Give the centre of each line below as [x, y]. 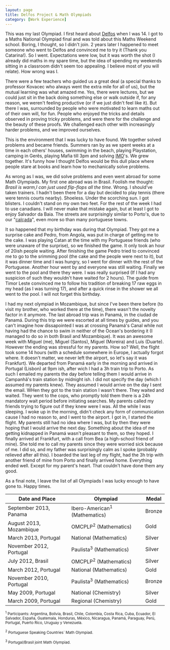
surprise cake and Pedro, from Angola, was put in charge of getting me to [82, 235]
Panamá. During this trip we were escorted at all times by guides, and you [82, 320]
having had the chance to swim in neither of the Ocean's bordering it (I [79, 331]
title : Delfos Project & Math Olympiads [49, 15]
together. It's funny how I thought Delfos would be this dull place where [80, 161]
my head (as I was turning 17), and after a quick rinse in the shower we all [82, 289]
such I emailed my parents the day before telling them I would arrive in [78, 374]
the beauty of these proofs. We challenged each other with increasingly [80, 124]
